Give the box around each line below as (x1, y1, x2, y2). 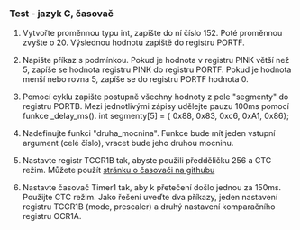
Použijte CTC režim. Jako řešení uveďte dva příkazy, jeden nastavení (22, 192, 278, 203)
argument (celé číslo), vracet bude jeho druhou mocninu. (22, 138, 234, 149)
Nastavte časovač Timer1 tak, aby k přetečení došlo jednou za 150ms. (22, 182, 282, 193)
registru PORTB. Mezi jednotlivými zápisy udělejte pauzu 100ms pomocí (22, 101, 290, 112)
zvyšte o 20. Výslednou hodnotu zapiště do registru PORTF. (22, 37, 245, 48)
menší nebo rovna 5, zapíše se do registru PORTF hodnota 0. (22, 74, 250, 85)
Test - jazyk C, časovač (9, 7, 114, 20)
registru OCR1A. (22, 211, 82, 222)
